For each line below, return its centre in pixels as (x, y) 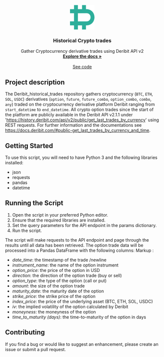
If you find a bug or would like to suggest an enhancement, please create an (82, 344)
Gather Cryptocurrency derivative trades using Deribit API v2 (82, 51)
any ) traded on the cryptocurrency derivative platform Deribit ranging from (80, 104)
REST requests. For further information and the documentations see (73, 125)
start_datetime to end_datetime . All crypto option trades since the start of (79, 110)
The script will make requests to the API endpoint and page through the (77, 240)
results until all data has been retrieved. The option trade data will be (74, 245)
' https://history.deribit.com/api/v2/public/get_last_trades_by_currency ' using (82, 120)
